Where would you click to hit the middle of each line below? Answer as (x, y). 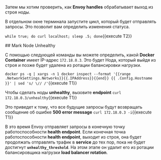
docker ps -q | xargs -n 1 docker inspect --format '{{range (68, 74)
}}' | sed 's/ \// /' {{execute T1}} (41, 83)
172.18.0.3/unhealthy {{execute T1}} (41, 97)
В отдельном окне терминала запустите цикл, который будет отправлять (81, 22)
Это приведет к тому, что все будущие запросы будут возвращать (74, 107)
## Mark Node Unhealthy (30, 45)
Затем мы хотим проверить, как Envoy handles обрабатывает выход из (79, 7)
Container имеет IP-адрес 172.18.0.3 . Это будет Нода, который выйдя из (80, 60)
